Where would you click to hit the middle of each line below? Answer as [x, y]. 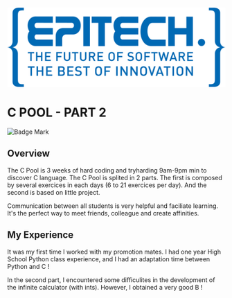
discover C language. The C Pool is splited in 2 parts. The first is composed [115, 177]
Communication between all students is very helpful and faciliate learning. [113, 206]
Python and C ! [28, 266]
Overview [29, 154]
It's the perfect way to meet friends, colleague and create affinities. [103, 213]
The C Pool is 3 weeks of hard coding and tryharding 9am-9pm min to [107, 170]
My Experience [41, 235]
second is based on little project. [54, 192]
